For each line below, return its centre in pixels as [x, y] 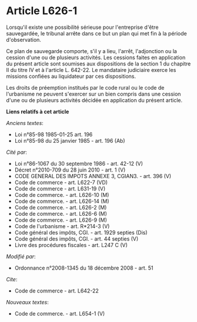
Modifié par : [21, 256]
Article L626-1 [42, 11]
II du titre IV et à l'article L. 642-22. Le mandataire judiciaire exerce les [91, 70]
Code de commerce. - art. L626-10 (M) [62, 195]
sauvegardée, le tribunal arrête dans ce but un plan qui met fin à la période [96, 33]
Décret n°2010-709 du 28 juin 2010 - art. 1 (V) [70, 170]
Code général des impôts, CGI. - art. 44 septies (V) [76, 239]
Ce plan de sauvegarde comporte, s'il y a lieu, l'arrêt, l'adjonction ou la [92, 51]
